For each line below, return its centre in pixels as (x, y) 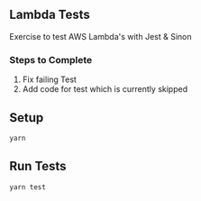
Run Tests (38, 166)
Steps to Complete (51, 59)
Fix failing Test (49, 79)
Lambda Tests (50, 15)
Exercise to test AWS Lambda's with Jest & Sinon (100, 36)
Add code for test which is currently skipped (105, 89)
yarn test (28, 187)
